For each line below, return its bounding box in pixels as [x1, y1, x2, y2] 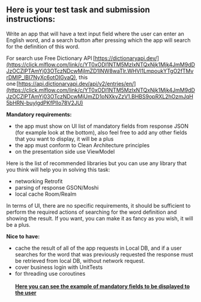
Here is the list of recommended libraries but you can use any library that [6, 159, 187, 167]
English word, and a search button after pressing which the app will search [6, 36, 191, 44]
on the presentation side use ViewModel [14, 148, 115, 155]
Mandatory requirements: [6, 110, 72, 118]
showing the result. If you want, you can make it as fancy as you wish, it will [6, 214, 193, 222]
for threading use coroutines [14, 270, 86, 277]
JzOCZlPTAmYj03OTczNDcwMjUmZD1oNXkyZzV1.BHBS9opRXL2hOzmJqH [6, 92, 194, 100]
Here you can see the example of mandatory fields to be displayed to [14, 282, 190, 290]
